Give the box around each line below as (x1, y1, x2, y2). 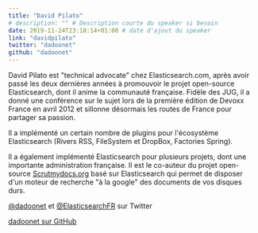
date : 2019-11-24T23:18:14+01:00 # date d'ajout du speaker (8, 26, 212, 34)
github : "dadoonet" (8, 49, 73, 56)
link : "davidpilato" (8, 33, 77, 42)
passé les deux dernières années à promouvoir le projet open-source (8, 79, 235, 88)
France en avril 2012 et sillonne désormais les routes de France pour (8, 104, 233, 114)
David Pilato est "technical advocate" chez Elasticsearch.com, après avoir (8, 71, 250, 80)
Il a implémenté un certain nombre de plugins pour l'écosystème (8, 128, 219, 138)
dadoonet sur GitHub (8, 216, 77, 226)
